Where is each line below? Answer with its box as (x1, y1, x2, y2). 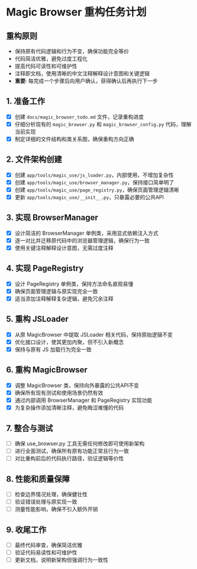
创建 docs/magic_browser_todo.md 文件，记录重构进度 (14, 113, 144, 120)
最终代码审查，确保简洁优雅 (14, 541, 83, 548)
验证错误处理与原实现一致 (14, 498, 77, 505)
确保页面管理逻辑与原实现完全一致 (14, 287, 98, 295)
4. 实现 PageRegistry (6, 263, 84, 273)
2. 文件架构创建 (6, 155, 62, 165)
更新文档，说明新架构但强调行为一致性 (14, 557, 108, 564)
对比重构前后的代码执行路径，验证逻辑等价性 (14, 455, 124, 462)
